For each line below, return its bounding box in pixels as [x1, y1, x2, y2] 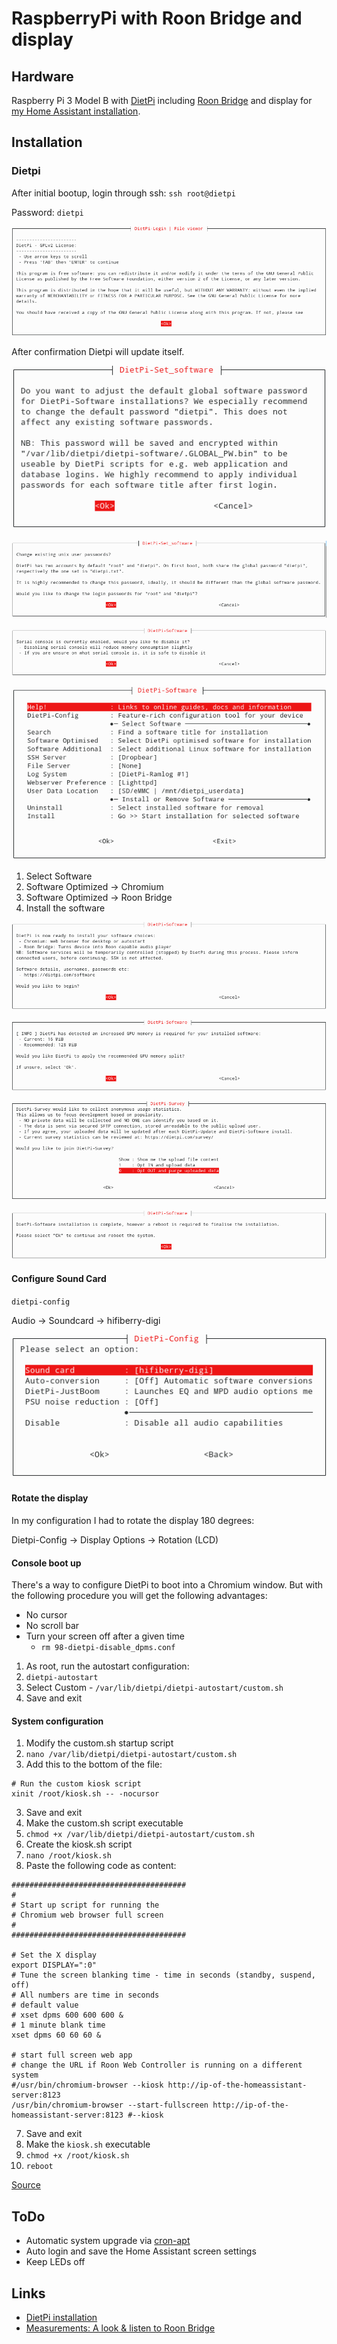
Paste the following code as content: [25, 1860, 177, 1872]
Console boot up [11, 1557, 82, 1569]
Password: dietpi [11, 206, 84, 218]
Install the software [25, 902, 106, 914]
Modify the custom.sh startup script [25, 1737, 174, 1749]
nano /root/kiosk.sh [25, 1851, 112, 1861]
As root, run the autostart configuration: [25, 1660, 190, 1672]
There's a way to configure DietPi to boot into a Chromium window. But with [11, 1579, 324, 1591]
